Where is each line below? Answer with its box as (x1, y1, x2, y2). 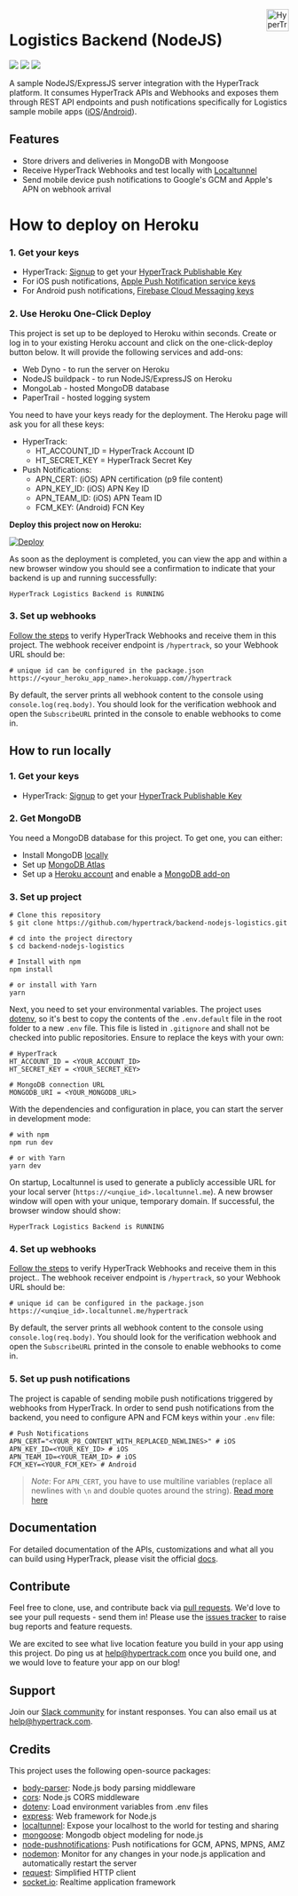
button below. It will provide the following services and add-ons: (9, 346, 244, 358)
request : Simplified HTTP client (21, 1867, 137, 1877)
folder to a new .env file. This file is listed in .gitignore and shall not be (9, 1023, 271, 1034)
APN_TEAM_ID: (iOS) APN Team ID (35, 492, 162, 503)
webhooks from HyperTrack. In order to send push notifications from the (9, 1402, 275, 1413)
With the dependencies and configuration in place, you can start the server (9, 1104, 284, 1114)
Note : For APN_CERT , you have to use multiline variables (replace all (30, 1475, 273, 1486)
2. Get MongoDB (9, 812, 82, 824)
